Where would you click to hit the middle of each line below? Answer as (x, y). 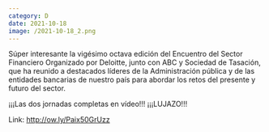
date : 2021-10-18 (38, 23)
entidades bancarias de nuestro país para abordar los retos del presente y (132, 80)
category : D (28, 16)
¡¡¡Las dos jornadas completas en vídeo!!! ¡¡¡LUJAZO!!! (98, 104)
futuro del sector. (37, 88)
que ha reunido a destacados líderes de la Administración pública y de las (132, 71)
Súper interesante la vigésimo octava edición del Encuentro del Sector (126, 54)
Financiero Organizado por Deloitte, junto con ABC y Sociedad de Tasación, (134, 62)
